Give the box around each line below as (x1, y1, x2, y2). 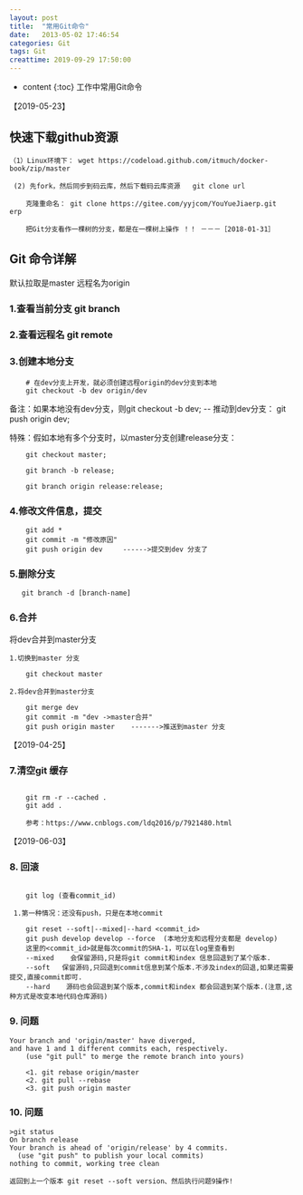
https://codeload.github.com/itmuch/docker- (98, 156, 269, 165)
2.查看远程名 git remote (9, 328, 113, 341)
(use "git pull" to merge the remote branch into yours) (25, 1052, 245, 1061)
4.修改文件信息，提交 (9, 504, 102, 517)
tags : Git (9, 47, 47, 56)
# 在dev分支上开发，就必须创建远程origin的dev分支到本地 (25, 378, 217, 387)
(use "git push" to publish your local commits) (17, 1151, 204, 1161)
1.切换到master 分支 (9, 654, 80, 663)
